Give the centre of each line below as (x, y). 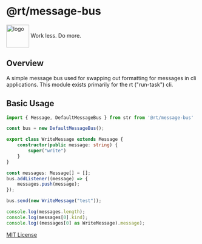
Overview (25, 63)
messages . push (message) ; (49, 184)
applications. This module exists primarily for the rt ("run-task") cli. (90, 84)
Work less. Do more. (56, 35)
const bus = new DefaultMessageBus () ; (55, 129)
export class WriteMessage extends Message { (65, 140)
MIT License (22, 234)
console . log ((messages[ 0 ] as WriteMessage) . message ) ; (76, 223)
